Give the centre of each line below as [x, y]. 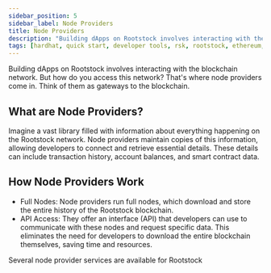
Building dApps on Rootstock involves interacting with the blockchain [123, 69]
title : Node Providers [46, 31]
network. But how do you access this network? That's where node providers [135, 78]
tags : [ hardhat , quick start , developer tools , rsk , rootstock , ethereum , [137, 46]
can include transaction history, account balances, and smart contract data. [134, 156]
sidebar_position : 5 [43, 16]
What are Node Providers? [76, 111]
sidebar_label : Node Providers [61, 23]
